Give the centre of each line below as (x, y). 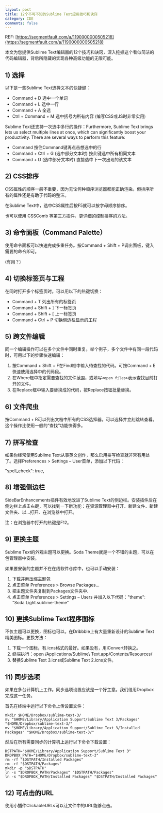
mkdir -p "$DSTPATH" (26, 768)
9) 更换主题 (22, 539)
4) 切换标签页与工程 (35, 279)
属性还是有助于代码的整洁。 (41, 195)
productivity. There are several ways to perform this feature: (65, 137)
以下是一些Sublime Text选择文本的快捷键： (48, 88)
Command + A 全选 (31, 111)
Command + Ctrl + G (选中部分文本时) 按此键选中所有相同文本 (74, 153)
